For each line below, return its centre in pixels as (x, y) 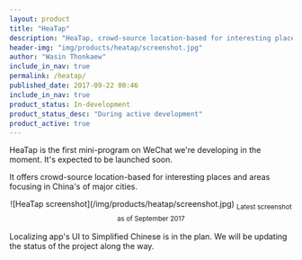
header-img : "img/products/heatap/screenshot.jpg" (106, 48)
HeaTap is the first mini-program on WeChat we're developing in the (135, 150)
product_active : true (50, 123)
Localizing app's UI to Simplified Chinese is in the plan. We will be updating (148, 237)
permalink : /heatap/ (48, 76)
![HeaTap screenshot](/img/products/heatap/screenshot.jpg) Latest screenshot (151, 205)
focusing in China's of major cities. (73, 187)
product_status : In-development (70, 104)
